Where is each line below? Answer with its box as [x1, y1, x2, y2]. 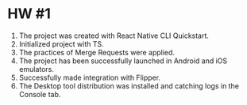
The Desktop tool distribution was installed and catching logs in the [18, 81, 240, 91]
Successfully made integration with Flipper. [18, 73, 160, 82]
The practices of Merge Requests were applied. [18, 47, 176, 57]
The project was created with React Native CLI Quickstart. [18, 31, 210, 40]
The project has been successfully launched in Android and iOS [18, 56, 228, 66]
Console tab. [18, 89, 61, 99]
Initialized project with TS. [18, 39, 104, 48]
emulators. [18, 64, 55, 73]
